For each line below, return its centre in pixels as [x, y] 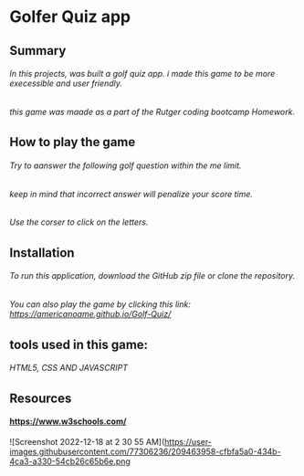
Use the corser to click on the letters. [79, 222]
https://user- [188, 442]
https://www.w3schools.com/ [68, 421]
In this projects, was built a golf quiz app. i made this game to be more [142, 74]
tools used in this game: [79, 344]
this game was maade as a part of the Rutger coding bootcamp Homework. [152, 111]
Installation [42, 253]
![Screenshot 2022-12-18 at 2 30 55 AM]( [87, 442]
